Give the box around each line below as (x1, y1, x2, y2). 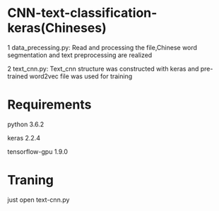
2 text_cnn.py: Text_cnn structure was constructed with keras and (7, 64, 199, 73)
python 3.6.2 (7, 120, 45, 128)
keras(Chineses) (7, 20, 107, 36)
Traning (7, 172, 54, 188)
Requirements (7, 97, 92, 113)
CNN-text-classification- (7, 5, 158, 21)
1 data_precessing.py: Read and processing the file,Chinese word (7, 43, 198, 52)
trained (7, 72, 28, 80)
